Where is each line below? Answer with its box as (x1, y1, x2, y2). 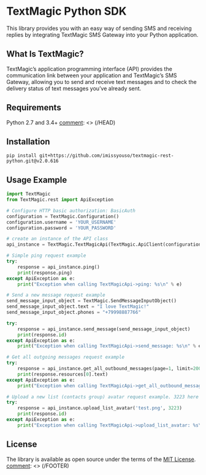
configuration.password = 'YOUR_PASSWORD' (6, 225, 116, 231)
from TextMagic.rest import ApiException (6, 197, 114, 203)
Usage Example (6, 175, 67, 185)
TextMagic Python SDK (6, 4, 127, 18)
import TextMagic (6, 191, 51, 197)
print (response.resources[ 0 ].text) (17, 371, 109, 378)
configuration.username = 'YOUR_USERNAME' (6, 219, 116, 225)
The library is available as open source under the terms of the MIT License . (6, 455, 196, 463)
